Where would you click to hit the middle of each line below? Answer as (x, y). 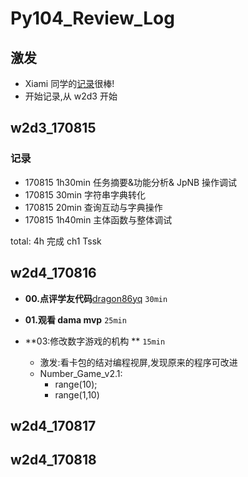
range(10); (76, 384)
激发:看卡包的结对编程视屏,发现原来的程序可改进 (138, 362)
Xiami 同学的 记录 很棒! (69, 83)
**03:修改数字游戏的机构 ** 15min (95, 341)
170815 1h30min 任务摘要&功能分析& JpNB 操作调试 (131, 182)
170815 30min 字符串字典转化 (85, 194)
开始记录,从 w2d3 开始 (71, 96)
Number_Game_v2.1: (81, 373)
